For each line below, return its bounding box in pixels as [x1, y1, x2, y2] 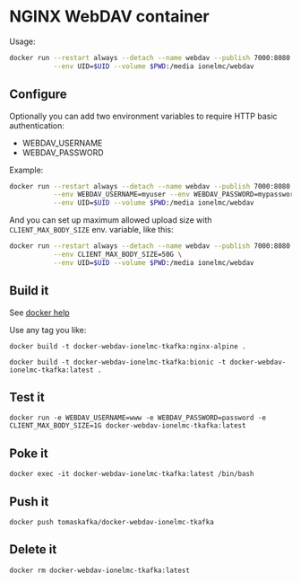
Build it [9, 283, 49, 298]
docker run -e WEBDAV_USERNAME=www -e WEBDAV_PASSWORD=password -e [9, 413, 267, 423]
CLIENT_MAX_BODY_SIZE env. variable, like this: [9, 225, 174, 235]
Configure [9, 87, 67, 102]
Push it [9, 494, 49, 509]
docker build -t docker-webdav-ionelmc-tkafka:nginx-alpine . [9, 341, 246, 351]
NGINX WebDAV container [9, 6, 210, 27]
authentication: [9, 119, 65, 131]
